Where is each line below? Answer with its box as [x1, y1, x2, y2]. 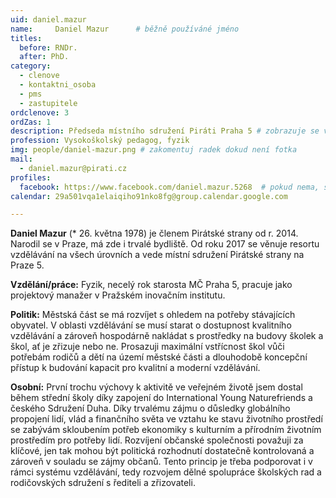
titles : [10, 33, 43, 43]
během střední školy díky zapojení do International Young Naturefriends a [10, 392, 313, 404]
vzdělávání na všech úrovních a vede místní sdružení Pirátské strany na [10, 249, 305, 261]
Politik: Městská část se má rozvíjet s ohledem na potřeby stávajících [10, 309, 296, 321]
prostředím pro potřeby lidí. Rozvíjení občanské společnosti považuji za [10, 434, 304, 446]
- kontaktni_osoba [19, 80, 97, 90]
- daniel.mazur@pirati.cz [19, 163, 128, 173]
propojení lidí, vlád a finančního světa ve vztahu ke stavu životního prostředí [10, 413, 323, 425]
